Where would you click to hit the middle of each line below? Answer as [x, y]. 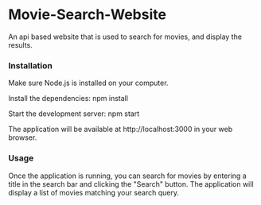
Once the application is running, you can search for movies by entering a [127, 176]
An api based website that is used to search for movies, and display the [125, 37]
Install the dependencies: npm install [68, 99]
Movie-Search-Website [88, 15]
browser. [23, 137]
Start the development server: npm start [74, 114]
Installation [31, 65]
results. [21, 44]
